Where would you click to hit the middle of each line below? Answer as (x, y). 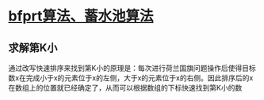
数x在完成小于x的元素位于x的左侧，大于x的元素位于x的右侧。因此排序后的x (131, 78)
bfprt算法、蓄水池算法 (81, 16)
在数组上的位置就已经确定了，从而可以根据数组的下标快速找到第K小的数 (125, 88)
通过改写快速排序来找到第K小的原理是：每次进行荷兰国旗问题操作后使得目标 (132, 68)
